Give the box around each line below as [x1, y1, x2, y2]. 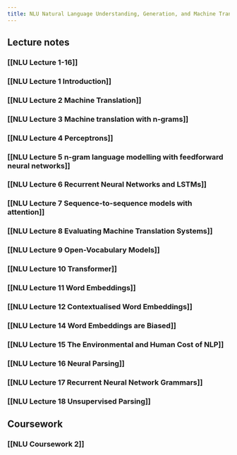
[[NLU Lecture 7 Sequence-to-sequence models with [7, 199, 193, 208]
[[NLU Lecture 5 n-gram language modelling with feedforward [7, 152, 224, 162]
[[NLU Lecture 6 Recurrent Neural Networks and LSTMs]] [7, 180, 207, 189]
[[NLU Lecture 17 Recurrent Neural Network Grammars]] [7, 378, 203, 387]
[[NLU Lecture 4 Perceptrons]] [7, 133, 114, 143]
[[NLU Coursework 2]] [7, 439, 85, 449]
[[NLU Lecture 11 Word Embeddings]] [7, 283, 136, 293]
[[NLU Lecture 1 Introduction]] [7, 76, 111, 86]
